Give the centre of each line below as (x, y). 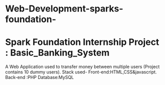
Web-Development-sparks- (64, 9)
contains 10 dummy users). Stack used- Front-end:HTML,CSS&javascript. (81, 72)
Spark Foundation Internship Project (82, 42)
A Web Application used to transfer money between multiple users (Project (82, 67)
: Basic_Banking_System (57, 53)
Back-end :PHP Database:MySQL (40, 77)
